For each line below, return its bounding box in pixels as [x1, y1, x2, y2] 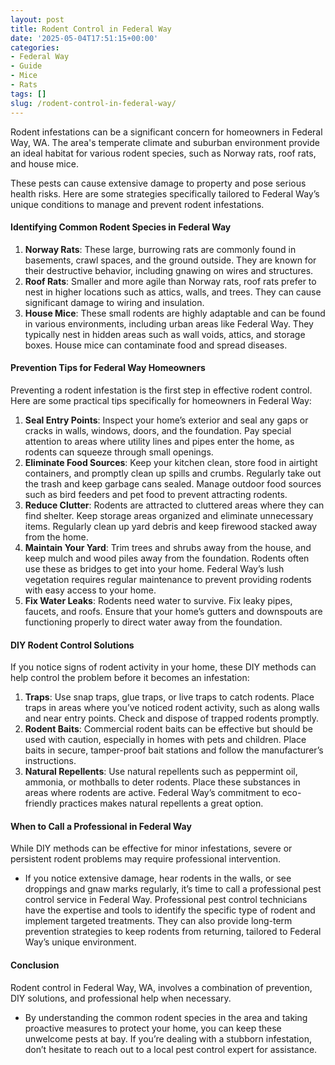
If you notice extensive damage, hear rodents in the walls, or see [24, 872, 292, 885]
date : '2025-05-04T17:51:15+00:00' [10, 33, 159, 43]
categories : [10, 42, 60, 53]
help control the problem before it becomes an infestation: [10, 672, 250, 684]
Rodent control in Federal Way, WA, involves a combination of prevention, [10, 981, 313, 993]
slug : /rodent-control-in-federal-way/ [10, 98, 177, 108]
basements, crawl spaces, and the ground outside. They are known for [24, 254, 317, 266]
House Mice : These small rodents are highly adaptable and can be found [24, 307, 326, 319]
